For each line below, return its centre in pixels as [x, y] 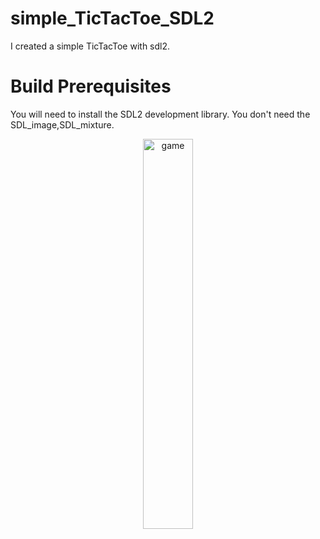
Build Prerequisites [91, 86]
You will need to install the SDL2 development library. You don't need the [160, 114]
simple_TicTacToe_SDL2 [112, 18]
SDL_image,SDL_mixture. [62, 124]
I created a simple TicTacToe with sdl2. [90, 46]
